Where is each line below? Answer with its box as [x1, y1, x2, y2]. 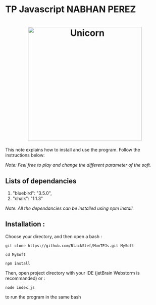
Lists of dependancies [5, 176, 77, 185]
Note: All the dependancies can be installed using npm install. [5, 205, 134, 211]
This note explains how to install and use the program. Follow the [5, 147, 140, 153]
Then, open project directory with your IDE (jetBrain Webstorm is [5, 270, 140, 276]
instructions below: [5, 152, 45, 158]
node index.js [5, 285, 35, 290]
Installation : [5, 220, 45, 228]
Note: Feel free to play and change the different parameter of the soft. [5, 162, 151, 168]
